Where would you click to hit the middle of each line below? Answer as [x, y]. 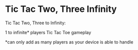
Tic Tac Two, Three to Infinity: [35, 23]
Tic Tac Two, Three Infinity [61, 9]
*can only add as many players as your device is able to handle [69, 42]
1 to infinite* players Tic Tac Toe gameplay [48, 32]
